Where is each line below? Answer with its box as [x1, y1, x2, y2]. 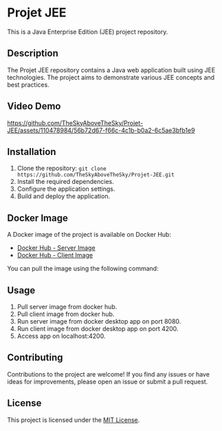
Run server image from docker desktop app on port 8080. [16, 317, 181, 325]
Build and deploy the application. [16, 192, 111, 200]
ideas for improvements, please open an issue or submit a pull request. [7, 377, 208, 386]
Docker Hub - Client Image [16, 251, 93, 260]
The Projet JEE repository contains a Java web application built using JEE [7, 65, 216, 74]
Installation [7, 146, 56, 158]
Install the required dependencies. [16, 178, 115, 186]
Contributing [7, 352, 63, 364]
